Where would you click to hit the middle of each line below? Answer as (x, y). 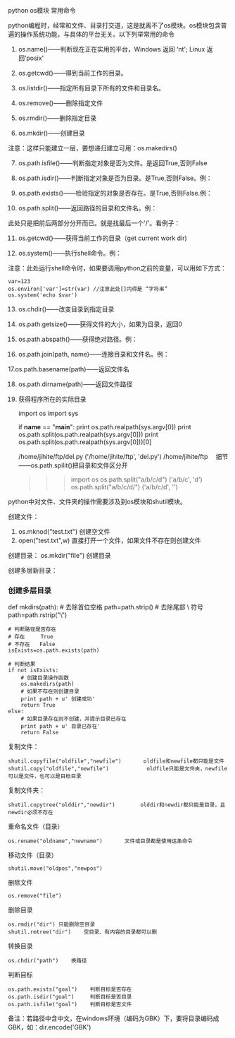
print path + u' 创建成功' (58, 699)
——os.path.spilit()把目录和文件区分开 (73, 465)
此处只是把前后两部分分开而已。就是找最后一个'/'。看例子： (94, 223)
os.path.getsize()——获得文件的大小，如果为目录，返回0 (100, 324)
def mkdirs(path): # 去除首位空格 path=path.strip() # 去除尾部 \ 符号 (106, 607)
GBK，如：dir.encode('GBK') (50, 1027)
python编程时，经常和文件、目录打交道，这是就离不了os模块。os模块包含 (114, 25)
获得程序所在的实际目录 (52, 399)
